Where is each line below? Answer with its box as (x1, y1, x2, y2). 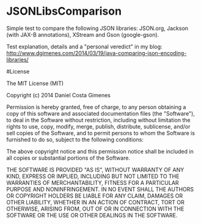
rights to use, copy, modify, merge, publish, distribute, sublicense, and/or (6, 122, 191, 130)
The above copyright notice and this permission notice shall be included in (6, 147, 194, 155)
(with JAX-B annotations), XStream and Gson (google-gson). (6, 31, 159, 38)
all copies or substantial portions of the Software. (6, 154, 130, 162)
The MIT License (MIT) (6, 80, 64, 87)
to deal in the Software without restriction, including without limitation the (6, 116, 191, 124)
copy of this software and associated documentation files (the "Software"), (6, 110, 196, 117)
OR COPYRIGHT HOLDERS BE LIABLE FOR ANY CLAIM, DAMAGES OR (6, 192, 183, 200)
